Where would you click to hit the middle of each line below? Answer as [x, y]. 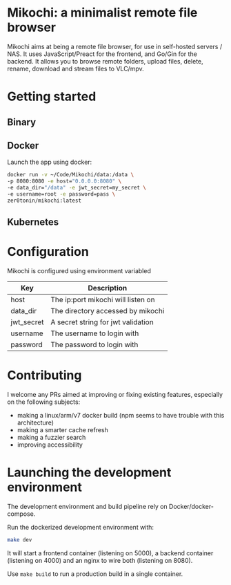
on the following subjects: [44, 402]
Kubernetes [33, 222]
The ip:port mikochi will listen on [103, 300]
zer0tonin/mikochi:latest [44, 201]
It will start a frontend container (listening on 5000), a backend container [110, 553]
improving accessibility [50, 445]
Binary [22, 122]
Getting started [52, 96]
